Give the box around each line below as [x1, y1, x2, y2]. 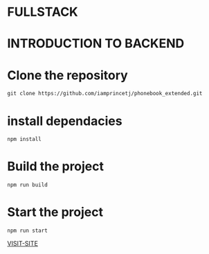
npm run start [7, 227, 48, 235]
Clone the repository [7, 67, 128, 83]
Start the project [7, 204, 104, 220]
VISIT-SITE [7, 240, 38, 248]
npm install [7, 136, 42, 143]
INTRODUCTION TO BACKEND [7, 36, 185, 52]
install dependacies [7, 113, 122, 128]
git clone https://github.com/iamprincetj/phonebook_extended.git [7, 90, 203, 97]
